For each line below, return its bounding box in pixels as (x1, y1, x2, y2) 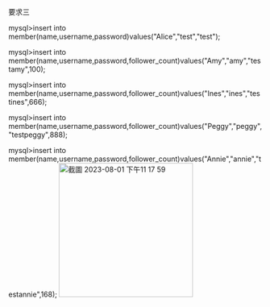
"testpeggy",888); (8, 130, 69, 139)
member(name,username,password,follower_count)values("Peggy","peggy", (8, 122, 263, 131)
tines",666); (8, 97, 48, 106)
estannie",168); (8, 289, 58, 299)
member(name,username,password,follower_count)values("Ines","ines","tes (8, 89, 260, 98)
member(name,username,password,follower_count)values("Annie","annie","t (8, 154, 262, 164)
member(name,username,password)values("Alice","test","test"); (8, 31, 221, 41)
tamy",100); (8, 64, 46, 74)
